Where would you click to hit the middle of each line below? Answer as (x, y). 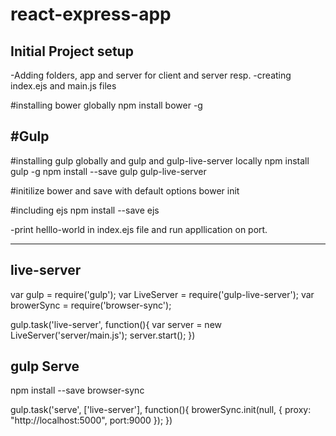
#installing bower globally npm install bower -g (106, 105)
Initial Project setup (72, 51)
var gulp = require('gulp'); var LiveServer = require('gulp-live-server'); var (162, 294)
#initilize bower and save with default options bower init (125, 190)
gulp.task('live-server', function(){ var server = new (116, 324)
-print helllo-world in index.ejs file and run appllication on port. (139, 229)
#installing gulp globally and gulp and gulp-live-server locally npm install (160, 160)
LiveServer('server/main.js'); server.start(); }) (103, 335)
